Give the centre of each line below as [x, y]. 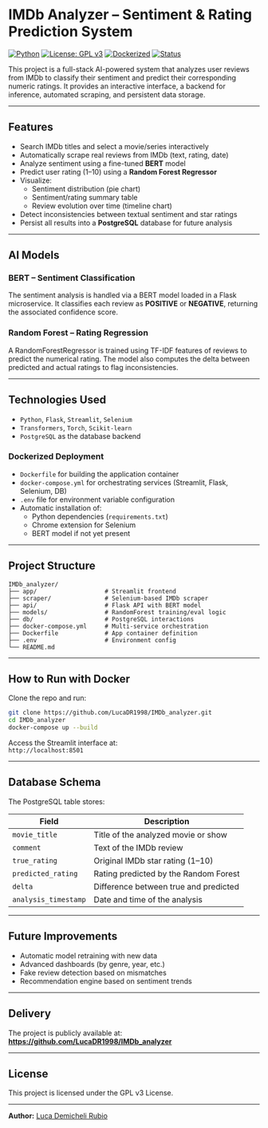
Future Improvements [63, 936]
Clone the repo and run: [47, 698]
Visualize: [35, 180]
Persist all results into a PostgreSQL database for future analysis [126, 223]
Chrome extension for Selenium [84, 525]
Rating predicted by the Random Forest [167, 874]
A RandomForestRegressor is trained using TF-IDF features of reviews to [128, 350]
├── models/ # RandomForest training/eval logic [117, 612]
